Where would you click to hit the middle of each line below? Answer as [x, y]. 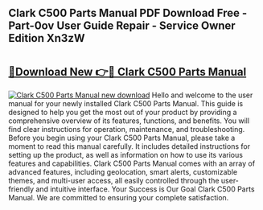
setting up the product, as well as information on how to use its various [126, 155]
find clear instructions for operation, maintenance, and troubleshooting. [127, 129]
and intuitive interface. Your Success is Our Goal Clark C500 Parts [145, 189]
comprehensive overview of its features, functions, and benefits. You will [129, 121]
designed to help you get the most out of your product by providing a [123, 112]
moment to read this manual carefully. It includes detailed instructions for [129, 146]
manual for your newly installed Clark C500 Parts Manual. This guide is [126, 103]
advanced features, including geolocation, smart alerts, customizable [123, 172]
